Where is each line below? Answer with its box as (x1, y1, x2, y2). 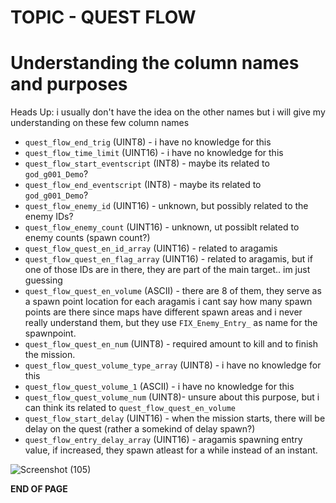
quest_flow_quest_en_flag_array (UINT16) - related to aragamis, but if (24, 253, 313, 265)
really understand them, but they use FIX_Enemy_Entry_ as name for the (24, 317, 318, 329)
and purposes (10, 73, 128, 96)
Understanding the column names (10, 52, 300, 75)
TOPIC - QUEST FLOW (10, 6, 197, 29)
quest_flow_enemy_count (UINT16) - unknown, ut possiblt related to (24, 221, 300, 233)
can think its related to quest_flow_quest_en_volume (24, 402, 236, 414)
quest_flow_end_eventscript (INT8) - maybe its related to (24, 179, 262, 191)
